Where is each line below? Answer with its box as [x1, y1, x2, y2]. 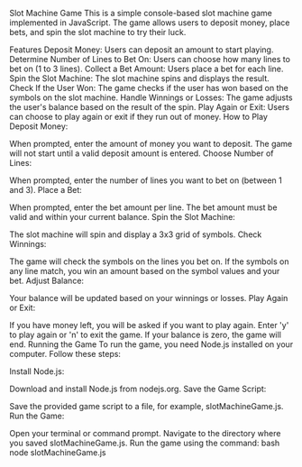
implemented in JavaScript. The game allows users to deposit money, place [9, 17, 290, 28]
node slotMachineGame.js [9, 447, 106, 458]
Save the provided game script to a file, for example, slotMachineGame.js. [9, 401, 284, 411]
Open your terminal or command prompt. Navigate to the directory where [9, 428, 281, 438]
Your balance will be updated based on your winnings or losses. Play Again [9, 293, 288, 303]
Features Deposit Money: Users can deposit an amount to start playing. [9, 44, 274, 55]
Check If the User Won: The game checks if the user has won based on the [9, 83, 288, 93]
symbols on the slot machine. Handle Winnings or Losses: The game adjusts [9, 92, 293, 103]
